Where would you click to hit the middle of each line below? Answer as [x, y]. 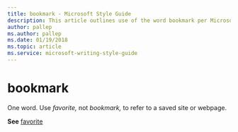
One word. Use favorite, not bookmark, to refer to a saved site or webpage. [117, 107]
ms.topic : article [34, 47]
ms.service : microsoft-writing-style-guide [73, 54]
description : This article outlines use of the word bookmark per [107, 20]
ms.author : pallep [34, 34]
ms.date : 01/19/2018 [38, 40]
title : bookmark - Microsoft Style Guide [69, 14]
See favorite [25, 121]
